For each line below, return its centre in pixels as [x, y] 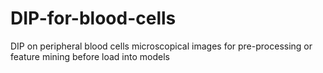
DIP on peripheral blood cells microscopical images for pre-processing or [161, 46]
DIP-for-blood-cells [93, 18]
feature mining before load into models [90, 56]
